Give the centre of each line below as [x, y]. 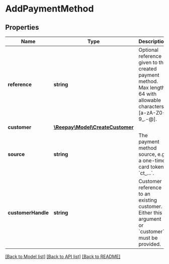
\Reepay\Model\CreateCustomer [94, 127]
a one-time [152, 160]
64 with [147, 94]
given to [148, 62]
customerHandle [28, 213]
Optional [148, 50]
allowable [150, 100]
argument [150, 219]
